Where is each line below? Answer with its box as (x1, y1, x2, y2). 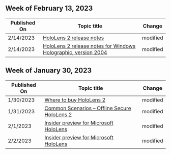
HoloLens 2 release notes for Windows (43, 42, 136, 49)
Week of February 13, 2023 (5, 4, 93, 13)
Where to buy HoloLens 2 (44, 96, 106, 104)
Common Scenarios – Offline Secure (44, 105, 131, 112)
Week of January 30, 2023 (5, 66, 92, 75)
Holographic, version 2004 (43, 48, 107, 56)
